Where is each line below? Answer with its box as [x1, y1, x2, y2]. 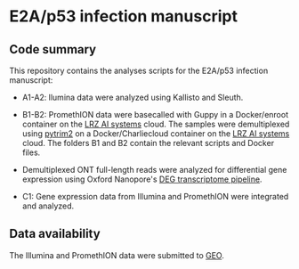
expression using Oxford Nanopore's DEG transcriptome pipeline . [21, 174, 263, 184]
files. [21, 147, 41, 158]
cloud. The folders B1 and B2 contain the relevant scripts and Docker [21, 138, 274, 148]
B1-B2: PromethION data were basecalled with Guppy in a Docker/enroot [21, 110, 289, 119]
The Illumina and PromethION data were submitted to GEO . [9, 249, 224, 260]
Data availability [9, 226, 101, 241]
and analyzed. [21, 200, 75, 211]
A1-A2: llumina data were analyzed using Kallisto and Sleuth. [21, 92, 244, 102]
